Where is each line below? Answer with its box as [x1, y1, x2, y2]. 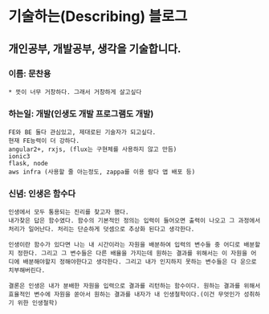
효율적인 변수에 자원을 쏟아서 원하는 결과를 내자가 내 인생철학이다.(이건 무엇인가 [8, 291, 241, 299]
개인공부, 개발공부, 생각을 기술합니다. [8, 42, 181, 55]
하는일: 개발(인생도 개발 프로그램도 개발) [8, 108, 154, 119]
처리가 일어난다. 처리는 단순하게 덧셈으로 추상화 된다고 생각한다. [8, 226, 195, 234]
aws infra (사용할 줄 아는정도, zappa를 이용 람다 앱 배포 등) [8, 168, 196, 177]
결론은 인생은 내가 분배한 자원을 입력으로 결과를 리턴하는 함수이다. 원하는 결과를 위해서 [8, 282, 261, 290]
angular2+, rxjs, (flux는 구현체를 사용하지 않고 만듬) [8, 145, 177, 153]
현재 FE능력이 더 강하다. [8, 137, 80, 145]
